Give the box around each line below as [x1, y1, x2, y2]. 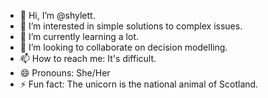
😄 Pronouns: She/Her [19, 67, 111, 79]
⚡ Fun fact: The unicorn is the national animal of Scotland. [19, 78, 259, 90]
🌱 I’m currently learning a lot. [19, 31, 140, 42]
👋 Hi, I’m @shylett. [19, 10, 96, 21]
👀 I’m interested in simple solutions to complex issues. [19, 20, 243, 32]
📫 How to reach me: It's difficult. [19, 53, 157, 64]
